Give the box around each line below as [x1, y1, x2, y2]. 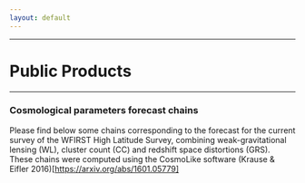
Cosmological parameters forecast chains [9, 104, 199, 117]
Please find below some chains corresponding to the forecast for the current [9, 124, 296, 136]
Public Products [9, 61, 132, 82]
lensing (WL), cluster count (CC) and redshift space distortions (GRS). [9, 144, 271, 155]
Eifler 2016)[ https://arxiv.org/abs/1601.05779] [9, 163, 180, 174]
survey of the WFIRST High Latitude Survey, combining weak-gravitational [9, 134, 288, 145]
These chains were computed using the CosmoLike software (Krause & [9, 153, 275, 164]
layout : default [9, 13, 71, 23]
